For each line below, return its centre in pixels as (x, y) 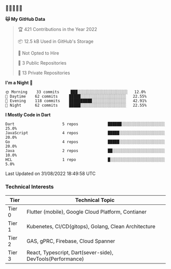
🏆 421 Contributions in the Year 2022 (58, 29)
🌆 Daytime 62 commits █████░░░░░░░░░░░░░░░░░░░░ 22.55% (76, 97)
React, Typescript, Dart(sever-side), (70, 252)
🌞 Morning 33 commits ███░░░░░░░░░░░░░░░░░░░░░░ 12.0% (76, 92)
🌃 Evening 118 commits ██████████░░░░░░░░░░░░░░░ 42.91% (76, 101)
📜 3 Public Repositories (42, 63)
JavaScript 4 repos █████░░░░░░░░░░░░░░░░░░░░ (85, 133)
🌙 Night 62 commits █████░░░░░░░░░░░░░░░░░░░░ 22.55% (76, 106)
